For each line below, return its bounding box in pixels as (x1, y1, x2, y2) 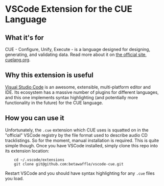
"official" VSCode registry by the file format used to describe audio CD (5, 132, 148, 138)
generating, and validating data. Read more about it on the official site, (5, 52, 147, 57)
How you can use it (5, 114, 65, 122)
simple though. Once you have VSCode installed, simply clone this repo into (5, 142, 158, 148)
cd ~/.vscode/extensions (14, 157, 65, 162)
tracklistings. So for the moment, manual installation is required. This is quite (5, 137, 159, 143)
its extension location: (5, 148, 49, 154)
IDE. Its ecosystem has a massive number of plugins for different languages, (5, 89, 159, 95)
